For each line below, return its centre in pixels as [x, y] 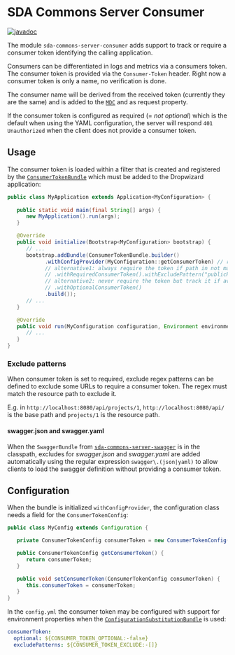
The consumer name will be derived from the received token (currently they [116, 94]
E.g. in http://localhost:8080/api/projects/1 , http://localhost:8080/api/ [116, 407]
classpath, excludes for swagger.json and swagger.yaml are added [104, 454]
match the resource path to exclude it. [62, 394]
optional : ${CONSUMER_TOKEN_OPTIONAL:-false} [81, 639]
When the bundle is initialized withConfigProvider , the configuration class [113, 507]
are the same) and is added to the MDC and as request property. [98, 101]
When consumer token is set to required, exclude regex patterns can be [111, 379]
